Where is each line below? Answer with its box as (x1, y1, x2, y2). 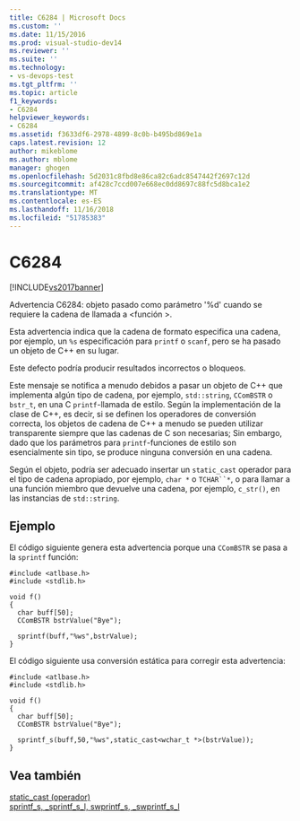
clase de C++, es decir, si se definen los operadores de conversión (9, 408, 257, 419)
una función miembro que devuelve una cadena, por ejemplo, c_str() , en (9, 483, 280, 493)
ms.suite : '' (9, 55, 58, 64)
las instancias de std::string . (9, 493, 120, 503)
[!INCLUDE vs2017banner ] (9, 282, 105, 293)
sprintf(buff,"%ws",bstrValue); (17, 632, 139, 642)
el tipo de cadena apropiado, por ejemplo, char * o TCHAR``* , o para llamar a (9, 473, 291, 485)
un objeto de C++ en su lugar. (9, 345, 119, 355)
